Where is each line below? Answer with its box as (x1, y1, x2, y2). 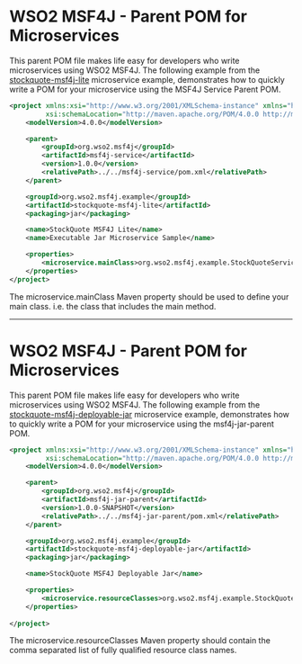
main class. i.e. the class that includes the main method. (9, 301, 217, 311)
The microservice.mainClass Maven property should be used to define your (9, 291, 289, 302)
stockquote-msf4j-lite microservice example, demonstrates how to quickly (9, 74, 285, 85)
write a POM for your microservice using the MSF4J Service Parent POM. (9, 84, 281, 94)
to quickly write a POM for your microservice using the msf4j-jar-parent (9, 418, 274, 429)
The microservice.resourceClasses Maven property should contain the (9, 635, 271, 646)
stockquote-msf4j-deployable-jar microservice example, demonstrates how (9, 408, 290, 419)
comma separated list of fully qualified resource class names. (9, 645, 237, 656)
